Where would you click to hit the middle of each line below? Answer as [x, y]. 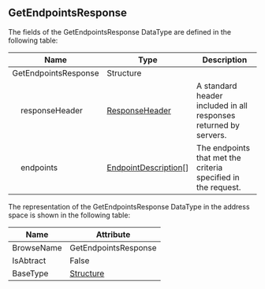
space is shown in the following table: [69, 215]
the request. [218, 187]
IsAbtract [29, 261]
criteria [209, 167]
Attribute [113, 234]
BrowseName [37, 247]
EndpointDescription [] [148, 167]
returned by [218, 125]
